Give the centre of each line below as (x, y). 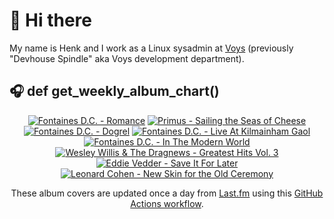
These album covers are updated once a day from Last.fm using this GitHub (167, 193)
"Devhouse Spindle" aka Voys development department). (127, 58)
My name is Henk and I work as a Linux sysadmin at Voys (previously (151, 48)
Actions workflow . (167, 203)
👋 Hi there (50, 20)
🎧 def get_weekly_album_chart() (114, 91)
